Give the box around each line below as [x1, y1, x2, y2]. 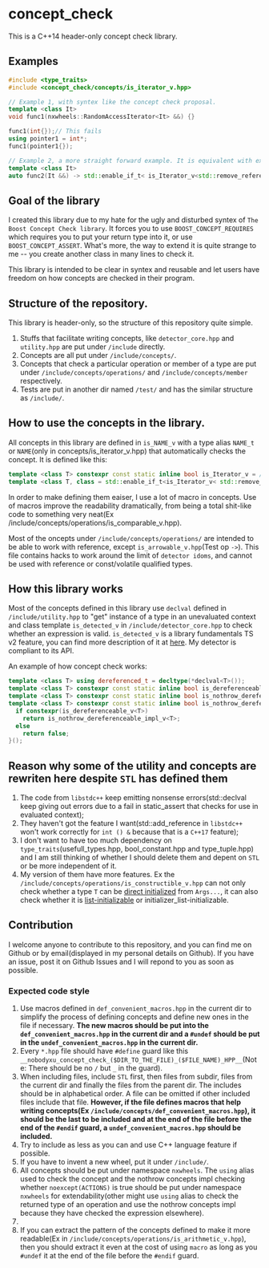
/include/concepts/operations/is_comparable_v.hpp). [8, 518, 183, 527]
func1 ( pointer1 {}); [8, 142, 74, 150]
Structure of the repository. [8, 296, 148, 310]
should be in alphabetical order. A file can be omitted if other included [19, 1089, 251, 1099]
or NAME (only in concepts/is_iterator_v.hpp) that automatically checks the [8, 446, 247, 456]
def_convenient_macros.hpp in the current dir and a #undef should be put [19, 1029, 260, 1039]
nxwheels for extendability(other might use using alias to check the [19, 1191, 239, 1201]
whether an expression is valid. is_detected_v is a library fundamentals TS [8, 629, 254, 639]
